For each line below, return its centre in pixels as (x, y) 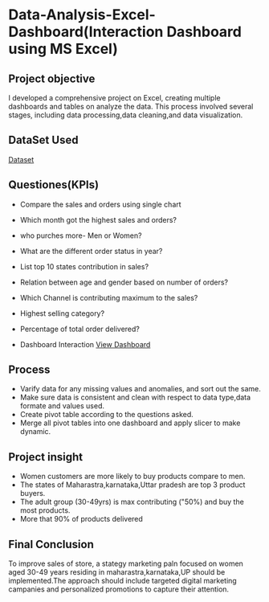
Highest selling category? (62, 313)
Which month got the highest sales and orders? (98, 219)
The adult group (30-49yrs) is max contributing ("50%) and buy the (132, 502)
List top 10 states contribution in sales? (84, 266)
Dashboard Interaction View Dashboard (85, 344)
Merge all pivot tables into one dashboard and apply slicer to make (130, 423)
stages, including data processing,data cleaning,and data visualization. (126, 115)
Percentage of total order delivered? (80, 329)
